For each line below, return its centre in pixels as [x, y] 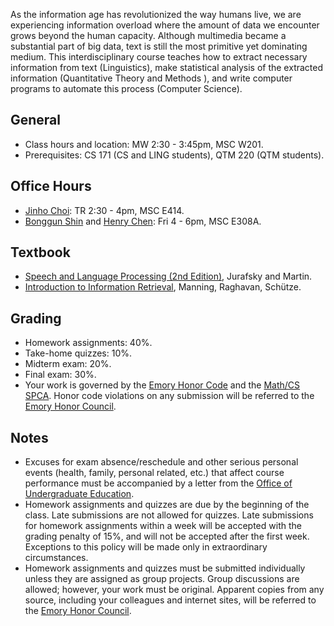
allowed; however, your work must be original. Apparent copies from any [174, 590]
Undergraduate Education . [79, 494]
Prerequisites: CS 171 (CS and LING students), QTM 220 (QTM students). [174, 155]
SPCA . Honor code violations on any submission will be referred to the [169, 396]
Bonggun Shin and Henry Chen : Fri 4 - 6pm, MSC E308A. [143, 221]
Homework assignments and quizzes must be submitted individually [165, 568]
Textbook [40, 252]
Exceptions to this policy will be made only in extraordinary [146, 547]
